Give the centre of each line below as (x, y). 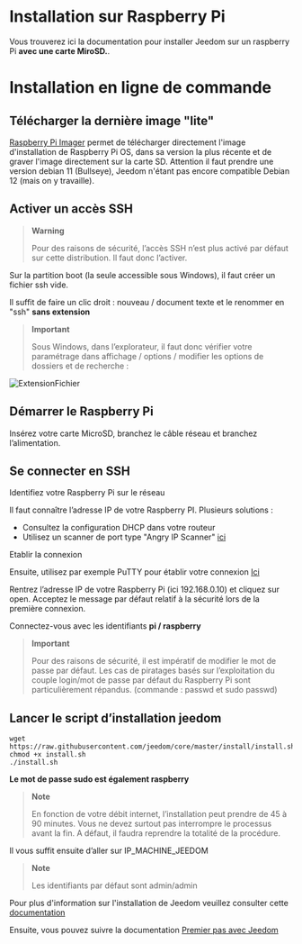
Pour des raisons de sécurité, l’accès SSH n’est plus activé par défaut (160, 248)
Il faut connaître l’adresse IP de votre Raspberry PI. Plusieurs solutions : (142, 510)
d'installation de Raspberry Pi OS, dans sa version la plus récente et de (141, 151)
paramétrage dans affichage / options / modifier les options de (147, 356)
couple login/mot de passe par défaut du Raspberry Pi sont (141, 680)
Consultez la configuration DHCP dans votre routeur (119, 528)
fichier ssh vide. (39, 285)
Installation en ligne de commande (141, 88)
